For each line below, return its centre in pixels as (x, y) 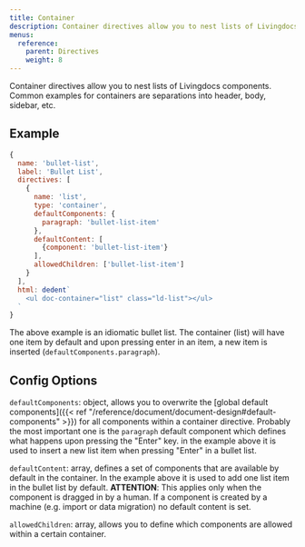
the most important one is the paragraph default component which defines (148, 432)
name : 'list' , (60, 197)
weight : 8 (44, 60)
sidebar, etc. (33, 105)
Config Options (54, 380)
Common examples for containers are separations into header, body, (138, 95)
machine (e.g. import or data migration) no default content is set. (130, 507)
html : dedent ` (44, 290)
